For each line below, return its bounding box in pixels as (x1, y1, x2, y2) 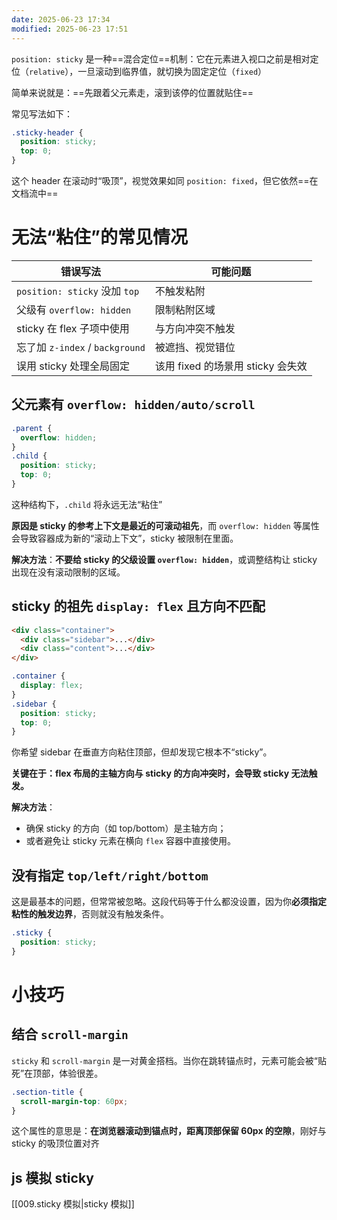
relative (29, 67, 66, 77)
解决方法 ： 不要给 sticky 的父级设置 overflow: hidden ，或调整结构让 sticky (11, 553, 318, 565)
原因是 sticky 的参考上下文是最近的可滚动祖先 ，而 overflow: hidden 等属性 (11, 519, 320, 531)
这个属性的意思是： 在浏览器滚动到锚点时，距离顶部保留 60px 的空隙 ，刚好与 (11, 1125, 327, 1137)
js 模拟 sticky (11, 1169, 94, 1186)
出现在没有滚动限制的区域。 (11, 566, 126, 578)
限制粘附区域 (154, 302, 216, 316)
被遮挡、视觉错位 (154, 340, 236, 354)
